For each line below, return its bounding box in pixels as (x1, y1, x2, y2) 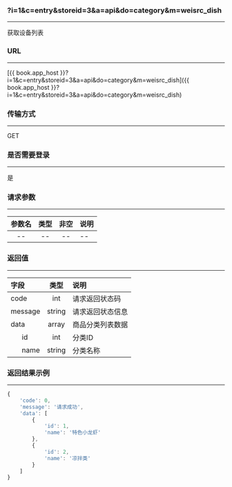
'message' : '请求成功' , (19, 403, 84, 410)
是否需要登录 (7, 150, 50, 160)
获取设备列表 (7, 28, 43, 37)
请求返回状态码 (72, 294, 122, 303)
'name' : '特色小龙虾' (43, 429, 101, 437)
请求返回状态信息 (72, 307, 128, 316)
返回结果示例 (7, 368, 50, 378)
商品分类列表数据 (72, 320, 128, 330)
